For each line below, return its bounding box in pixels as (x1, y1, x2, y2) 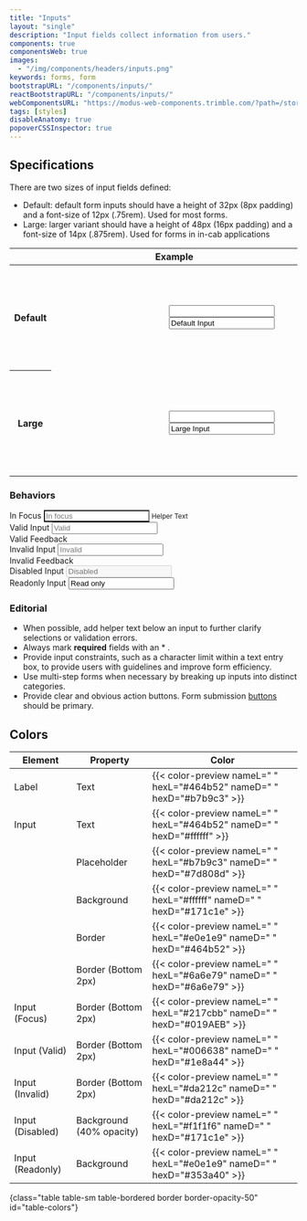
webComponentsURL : (9, 98, 79, 108)
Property (90, 754, 130, 767)
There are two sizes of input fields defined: (9, 182, 172, 193)
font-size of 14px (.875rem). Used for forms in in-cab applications (22, 228, 270, 239)
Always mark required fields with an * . (22, 642, 171, 653)
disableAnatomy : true (9, 115, 92, 124)
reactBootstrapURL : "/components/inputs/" (9, 89, 174, 99)
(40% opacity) (76, 1125, 139, 1138)
